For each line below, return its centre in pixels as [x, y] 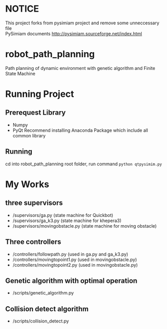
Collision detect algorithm [47, 309]
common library [29, 135]
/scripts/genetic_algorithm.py [43, 293]
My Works [27, 184]
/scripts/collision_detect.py [41, 321]
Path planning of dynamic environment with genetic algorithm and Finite [80, 68]
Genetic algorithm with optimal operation [71, 281]
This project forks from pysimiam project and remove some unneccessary [82, 23]
